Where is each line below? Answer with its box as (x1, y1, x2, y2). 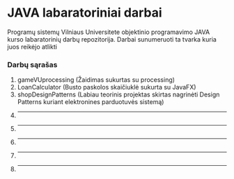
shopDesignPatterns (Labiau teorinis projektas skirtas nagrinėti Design (17, 90, 220, 99)
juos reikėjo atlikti (7, 42, 58, 51)
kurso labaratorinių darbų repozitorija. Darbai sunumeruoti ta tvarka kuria (7, 35, 217, 43)
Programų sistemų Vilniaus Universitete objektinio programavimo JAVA (7, 28, 210, 36)
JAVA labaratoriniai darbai (7, 5, 162, 21)
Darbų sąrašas (7, 60, 58, 69)
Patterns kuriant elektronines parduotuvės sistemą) (17, 98, 164, 106)
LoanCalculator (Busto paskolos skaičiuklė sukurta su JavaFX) (17, 83, 196, 92)
